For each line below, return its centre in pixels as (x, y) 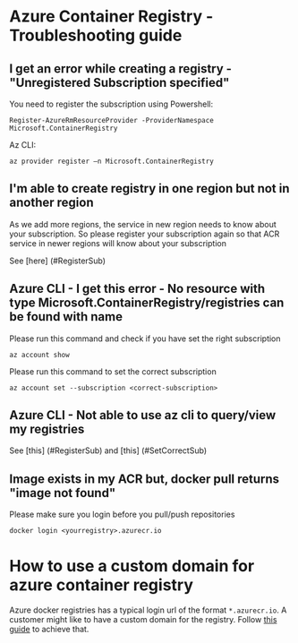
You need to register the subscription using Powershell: (111, 104)
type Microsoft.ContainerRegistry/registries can (147, 303)
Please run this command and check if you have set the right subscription (145, 339)
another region (51, 203)
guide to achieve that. (49, 630)
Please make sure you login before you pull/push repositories (122, 514)
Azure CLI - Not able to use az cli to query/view (143, 415)
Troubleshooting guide (96, 35)
